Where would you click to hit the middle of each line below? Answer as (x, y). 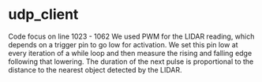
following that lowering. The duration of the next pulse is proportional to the (131, 61)
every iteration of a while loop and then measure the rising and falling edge (130, 53)
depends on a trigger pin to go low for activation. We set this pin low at (123, 44)
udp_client (43, 15)
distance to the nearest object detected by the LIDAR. (95, 69)
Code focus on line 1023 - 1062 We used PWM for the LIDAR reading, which (131, 36)
